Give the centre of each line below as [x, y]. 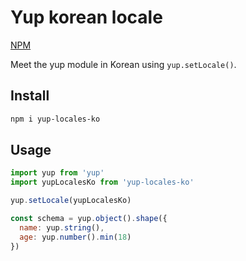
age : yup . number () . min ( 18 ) [75, 237]
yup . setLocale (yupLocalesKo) [71, 201]
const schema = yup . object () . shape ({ [89, 219]
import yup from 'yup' [57, 173]
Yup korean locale [86, 17]
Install [30, 96]
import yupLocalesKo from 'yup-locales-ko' [102, 182]
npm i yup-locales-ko [55, 119]
